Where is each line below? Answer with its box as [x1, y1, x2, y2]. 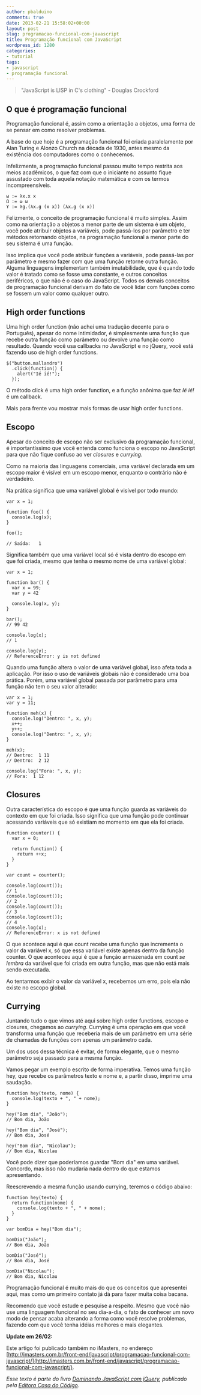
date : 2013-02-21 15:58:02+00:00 [6, 20, 90, 26]
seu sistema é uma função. [6, 240, 73, 247]
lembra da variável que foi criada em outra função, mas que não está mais [6, 959, 190, 967]
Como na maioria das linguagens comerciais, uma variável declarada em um [6, 462, 195, 469]
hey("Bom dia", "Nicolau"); [6, 1143, 77, 1149]
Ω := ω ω [6, 199, 28, 205]
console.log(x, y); [11, 600, 61, 607]
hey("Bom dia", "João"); [6, 1111, 68, 1117]
